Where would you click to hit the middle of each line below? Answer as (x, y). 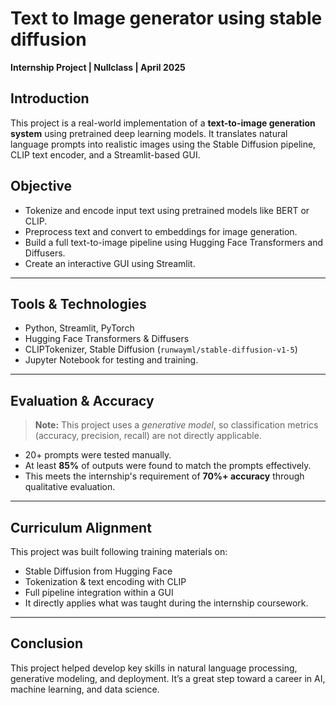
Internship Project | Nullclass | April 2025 (98, 67)
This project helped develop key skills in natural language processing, (154, 668)
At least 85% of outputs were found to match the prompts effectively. (168, 466)
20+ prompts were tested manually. (98, 455)
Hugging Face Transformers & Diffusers (107, 339)
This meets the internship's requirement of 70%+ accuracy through (164, 476)
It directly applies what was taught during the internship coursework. (166, 603)
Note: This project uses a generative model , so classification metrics (176, 425)
